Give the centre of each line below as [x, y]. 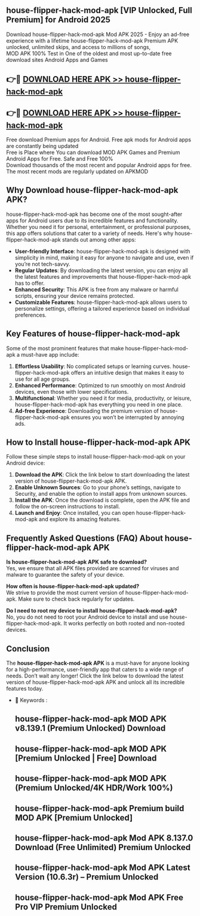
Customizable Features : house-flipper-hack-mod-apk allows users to [101, 302]
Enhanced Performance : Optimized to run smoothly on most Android [100, 385]
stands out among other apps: [99, 239]
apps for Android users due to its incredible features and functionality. [92, 220]
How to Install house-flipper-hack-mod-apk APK [99, 443]
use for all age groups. [42, 379]
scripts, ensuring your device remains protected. [75, 296]
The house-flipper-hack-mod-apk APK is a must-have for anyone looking [98, 663]
